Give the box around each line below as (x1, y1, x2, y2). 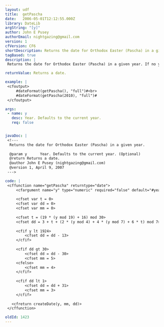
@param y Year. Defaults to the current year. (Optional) (9, 151, 141, 157)
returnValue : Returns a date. (5, 70, 67, 76)
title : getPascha (5, 12, 42, 17)
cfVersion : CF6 (5, 44, 36, 48)
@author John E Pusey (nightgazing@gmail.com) (9, 161, 106, 165)
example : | (5, 79, 27, 85)
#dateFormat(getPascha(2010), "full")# (16, 93, 97, 98)
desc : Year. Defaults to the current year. (11, 116, 102, 120)
